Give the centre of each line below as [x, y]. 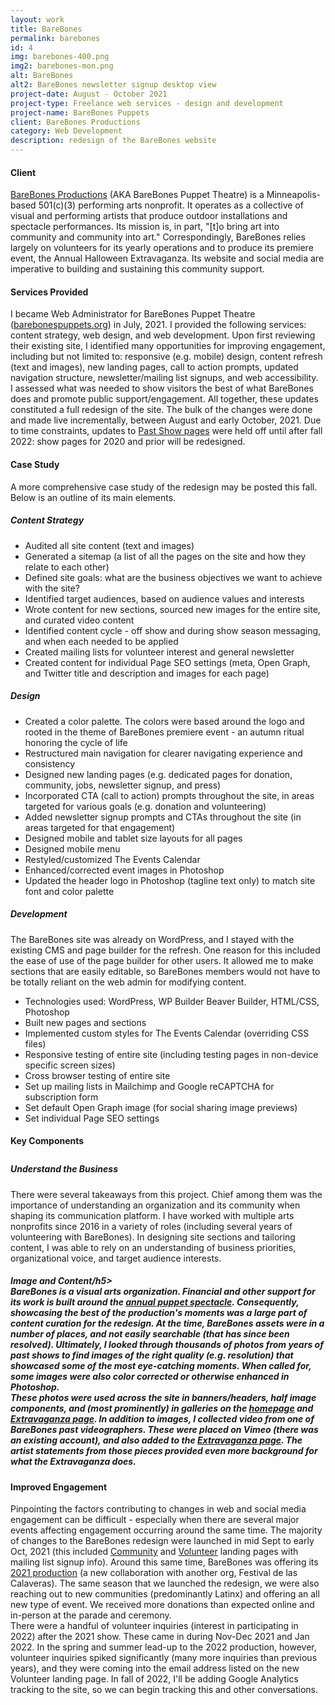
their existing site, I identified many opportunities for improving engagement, [168, 346]
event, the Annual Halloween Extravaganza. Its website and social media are [167, 258]
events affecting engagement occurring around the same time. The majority [166, 1530]
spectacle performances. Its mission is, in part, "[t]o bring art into [145, 227]
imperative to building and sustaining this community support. [137, 269]
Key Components [47, 1141]
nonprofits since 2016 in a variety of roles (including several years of [151, 1226]
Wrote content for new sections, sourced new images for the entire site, [172, 609]
